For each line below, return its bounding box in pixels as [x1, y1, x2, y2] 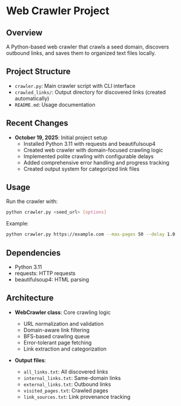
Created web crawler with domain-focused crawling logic [23, 146, 163, 153]
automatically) [14, 94, 50, 102]
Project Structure [6, 67, 71, 77]
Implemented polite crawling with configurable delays [23, 152, 154, 160]
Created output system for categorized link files [23, 165, 140, 172]
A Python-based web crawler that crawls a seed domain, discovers [6, 43, 169, 50]
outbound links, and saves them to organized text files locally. [6, 50, 156, 57]
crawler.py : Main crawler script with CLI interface [14, 82, 136, 89]
